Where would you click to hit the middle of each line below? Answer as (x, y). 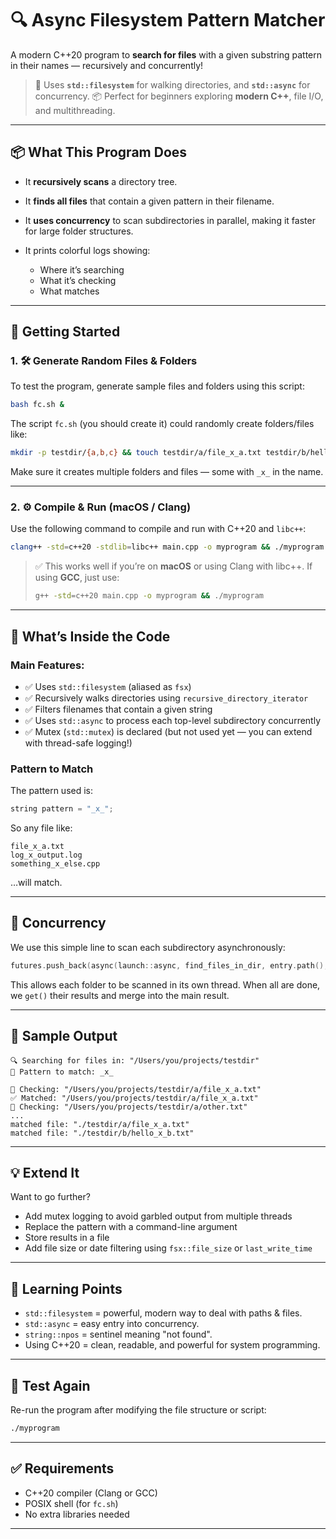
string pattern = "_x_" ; (62, 809)
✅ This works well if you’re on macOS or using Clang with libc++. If (173, 566)
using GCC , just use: (77, 578)
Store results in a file (67, 1238)
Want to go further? (50, 1197)
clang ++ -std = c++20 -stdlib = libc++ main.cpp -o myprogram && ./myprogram (167, 547)
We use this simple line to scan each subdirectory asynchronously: (148, 947)
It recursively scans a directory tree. (101, 181)
